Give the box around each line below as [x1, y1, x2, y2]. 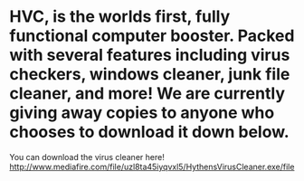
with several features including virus [9, 45, 290, 65]
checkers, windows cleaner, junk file [9, 64, 290, 85]
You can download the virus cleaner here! [9, 151, 165, 162]
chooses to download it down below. [9, 122, 290, 142]
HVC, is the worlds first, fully [9, 6, 231, 27]
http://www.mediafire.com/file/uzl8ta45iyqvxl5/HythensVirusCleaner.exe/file [9, 161, 295, 172]
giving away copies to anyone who [9, 102, 275, 123]
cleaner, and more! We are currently [9, 83, 285, 104]
